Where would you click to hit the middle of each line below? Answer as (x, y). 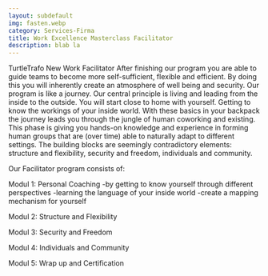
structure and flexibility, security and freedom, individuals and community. (131, 154)
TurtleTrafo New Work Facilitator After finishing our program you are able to (133, 68)
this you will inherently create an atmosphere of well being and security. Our (134, 86)
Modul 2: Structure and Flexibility (63, 217)
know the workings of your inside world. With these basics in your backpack (134, 111)
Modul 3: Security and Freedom (60, 232)
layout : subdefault (41, 16)
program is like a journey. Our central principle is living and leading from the (133, 94)
